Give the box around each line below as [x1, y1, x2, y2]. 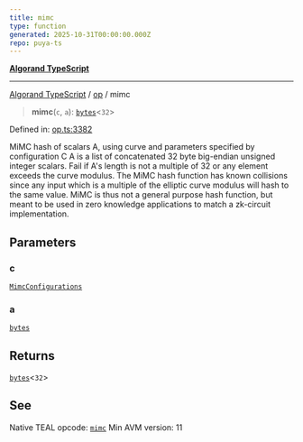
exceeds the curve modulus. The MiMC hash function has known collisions [9, 170, 289, 181]
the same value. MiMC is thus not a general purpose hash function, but [9, 189, 273, 200]
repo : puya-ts [9, 38, 63, 48]
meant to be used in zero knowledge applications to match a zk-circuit [9, 199, 271, 210]
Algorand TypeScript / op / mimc [9, 89, 131, 100]
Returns [9, 348, 56, 364]
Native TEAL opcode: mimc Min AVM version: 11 [9, 421, 183, 433]
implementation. [9, 208, 69, 219]
